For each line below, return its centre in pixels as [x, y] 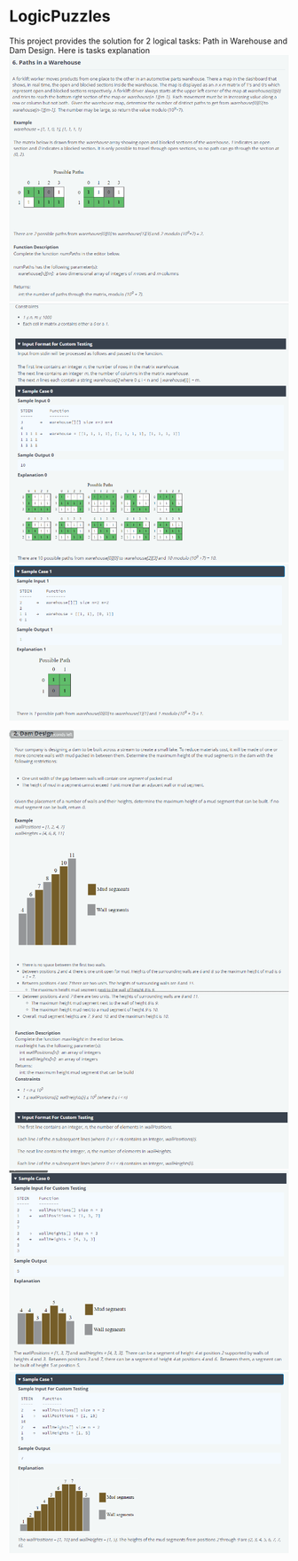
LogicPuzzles [60, 16]
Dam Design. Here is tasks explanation [80, 50]
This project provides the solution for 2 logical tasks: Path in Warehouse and [149, 41]
